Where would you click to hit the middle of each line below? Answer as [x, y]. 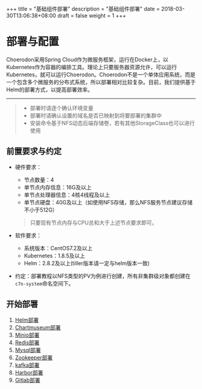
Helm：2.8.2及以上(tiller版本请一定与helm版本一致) [87, 263]
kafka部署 [27, 365]
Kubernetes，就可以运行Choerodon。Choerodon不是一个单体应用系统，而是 [101, 75]
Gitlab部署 [28, 380]
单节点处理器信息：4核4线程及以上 [67, 195]
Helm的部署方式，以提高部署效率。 [50, 90]
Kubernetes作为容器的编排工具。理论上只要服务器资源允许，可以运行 [92, 67]
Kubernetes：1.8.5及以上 [54, 256]
